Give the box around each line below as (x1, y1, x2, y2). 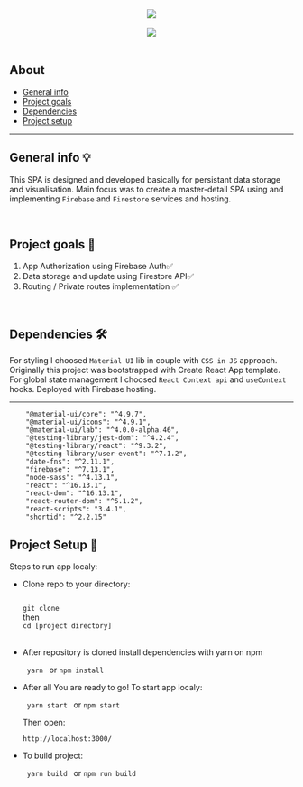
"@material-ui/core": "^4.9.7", (25, 410, 147, 419)
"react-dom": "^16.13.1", (25, 489, 124, 498)
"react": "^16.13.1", (25, 481, 106, 491)
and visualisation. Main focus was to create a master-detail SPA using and (9, 183, 284, 194)
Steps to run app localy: (9, 561, 98, 572)
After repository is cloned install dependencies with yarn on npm (22, 647, 263, 658)
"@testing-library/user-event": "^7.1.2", (25, 449, 188, 459)
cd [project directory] (22, 622, 113, 631)
